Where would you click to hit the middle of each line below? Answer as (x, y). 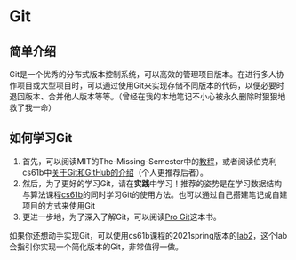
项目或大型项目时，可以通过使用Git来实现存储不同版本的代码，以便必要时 (150, 85)
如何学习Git (41, 138)
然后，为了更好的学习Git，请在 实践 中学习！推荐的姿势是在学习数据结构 (152, 183)
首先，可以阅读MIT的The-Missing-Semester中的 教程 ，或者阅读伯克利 (149, 161)
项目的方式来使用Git (59, 205)
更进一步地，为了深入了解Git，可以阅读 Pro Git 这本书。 (121, 217)
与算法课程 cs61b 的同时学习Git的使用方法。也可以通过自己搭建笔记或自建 (155, 194)
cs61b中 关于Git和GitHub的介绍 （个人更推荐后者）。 (115, 172)
